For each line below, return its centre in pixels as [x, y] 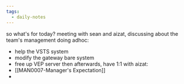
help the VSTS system [41, 51]
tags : [13, 11]
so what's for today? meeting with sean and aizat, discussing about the [92, 33]
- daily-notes [29, 17]
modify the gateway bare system [54, 58]
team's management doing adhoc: [48, 40]
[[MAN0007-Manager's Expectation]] [60, 70]
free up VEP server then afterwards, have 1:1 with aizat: [81, 64]
